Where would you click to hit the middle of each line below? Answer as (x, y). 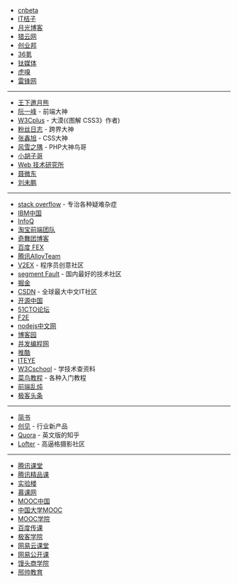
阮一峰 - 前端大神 (43, 111)
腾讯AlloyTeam (39, 256)
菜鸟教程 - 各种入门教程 (52, 378)
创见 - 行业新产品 (43, 426)
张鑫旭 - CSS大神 (43, 138)
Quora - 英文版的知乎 (49, 435)
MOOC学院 (34, 519)
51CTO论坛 (34, 309)
